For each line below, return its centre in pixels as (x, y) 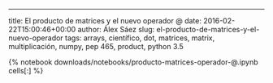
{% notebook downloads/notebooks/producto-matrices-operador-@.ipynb (133, 62)
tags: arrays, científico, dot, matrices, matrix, (140, 38)
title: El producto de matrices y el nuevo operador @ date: (105, 21)
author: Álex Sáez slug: (116, 29)
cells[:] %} (26, 71)
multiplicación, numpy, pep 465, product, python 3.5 (96, 46)
